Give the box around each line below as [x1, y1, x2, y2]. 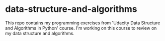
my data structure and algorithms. [5, 30, 75, 36]
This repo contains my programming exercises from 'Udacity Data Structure [5, 20, 161, 26]
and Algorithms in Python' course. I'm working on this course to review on [5, 25, 157, 31]
